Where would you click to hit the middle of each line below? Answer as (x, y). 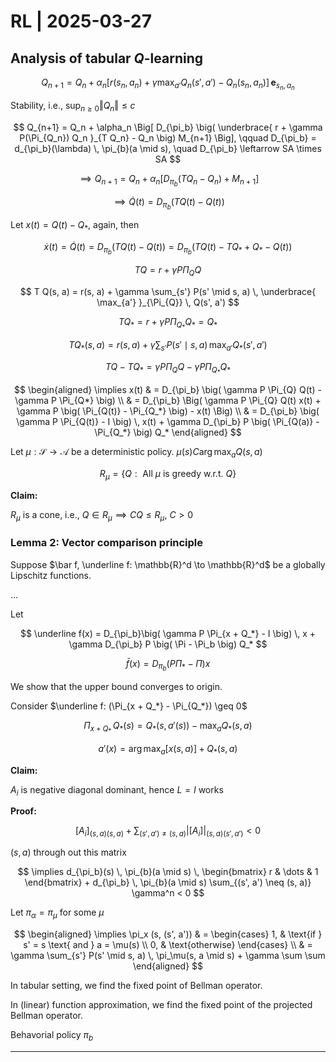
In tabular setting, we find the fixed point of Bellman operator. (136, 986)
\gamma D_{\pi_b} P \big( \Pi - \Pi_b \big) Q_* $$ (168, 644)
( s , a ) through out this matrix (68, 852)
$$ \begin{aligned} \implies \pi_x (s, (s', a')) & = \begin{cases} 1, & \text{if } (168, 934)
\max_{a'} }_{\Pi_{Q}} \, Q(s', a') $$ (168, 302)
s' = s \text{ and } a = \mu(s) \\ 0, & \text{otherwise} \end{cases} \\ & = (168, 945)
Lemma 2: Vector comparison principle (107, 543)
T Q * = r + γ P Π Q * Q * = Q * (168, 323)
